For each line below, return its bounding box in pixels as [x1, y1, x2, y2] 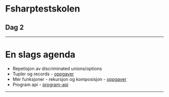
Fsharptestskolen [5, 3, 80, 15]
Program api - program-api [12, 81, 69, 87]
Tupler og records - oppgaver [12, 71, 74, 77]
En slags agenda [5, 49, 75, 60]
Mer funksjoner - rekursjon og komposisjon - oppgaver [12, 76, 127, 82]
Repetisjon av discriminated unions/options [12, 65, 102, 71]
